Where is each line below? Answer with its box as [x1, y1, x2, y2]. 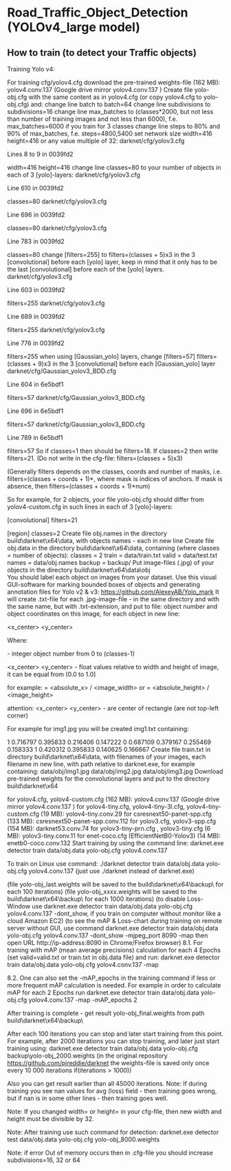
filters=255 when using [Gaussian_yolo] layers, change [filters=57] [7, 353, 196, 360]
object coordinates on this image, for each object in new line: [7, 610, 180, 618]
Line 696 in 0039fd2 [7, 211, 65, 219]
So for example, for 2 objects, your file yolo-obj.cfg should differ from [7, 495, 204, 503]
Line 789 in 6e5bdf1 [7, 434, 63, 441]
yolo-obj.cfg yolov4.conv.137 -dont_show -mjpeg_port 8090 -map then [7, 931, 208, 939]
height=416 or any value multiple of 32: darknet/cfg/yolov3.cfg [7, 137, 185, 145]
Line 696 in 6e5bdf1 [7, 407, 64, 415]
